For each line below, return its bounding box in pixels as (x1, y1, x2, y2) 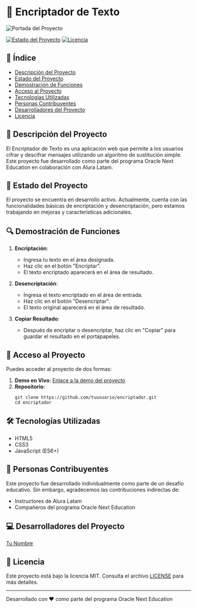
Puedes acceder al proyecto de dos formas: (6, 366, 113, 372)
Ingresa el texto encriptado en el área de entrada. (23, 292, 143, 299)
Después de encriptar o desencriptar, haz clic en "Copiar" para (23, 327, 176, 334)
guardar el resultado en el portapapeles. (23, 333, 121, 340)
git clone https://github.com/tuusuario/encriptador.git (14, 394, 157, 400)
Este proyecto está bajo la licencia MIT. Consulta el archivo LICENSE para (6, 572, 184, 580)
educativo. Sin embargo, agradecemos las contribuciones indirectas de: (6, 486, 180, 493)
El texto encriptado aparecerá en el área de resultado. (23, 269, 154, 276)
